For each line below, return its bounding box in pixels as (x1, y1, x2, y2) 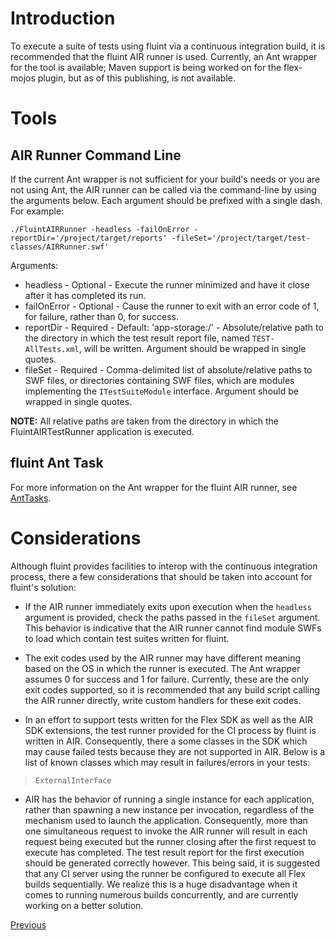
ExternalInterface (34, 775, 112, 786)
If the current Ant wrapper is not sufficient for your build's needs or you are (10, 173, 321, 185)
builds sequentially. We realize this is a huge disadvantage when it (24, 878, 298, 890)
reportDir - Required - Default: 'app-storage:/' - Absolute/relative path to (24, 321, 324, 333)
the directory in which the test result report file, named (24, 332, 250, 344)
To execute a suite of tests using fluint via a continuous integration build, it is (10, 40, 326, 52)
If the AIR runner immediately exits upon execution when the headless (24, 600, 312, 612)
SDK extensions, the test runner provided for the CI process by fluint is (24, 724, 317, 736)
